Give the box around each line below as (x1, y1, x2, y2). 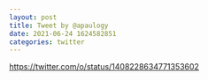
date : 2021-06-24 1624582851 (9, 29, 117, 38)
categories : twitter (9, 37, 86, 47)
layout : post (9, 12, 58, 22)
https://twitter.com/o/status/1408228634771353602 (9, 62, 199, 72)
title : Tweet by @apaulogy (9, 21, 109, 30)
